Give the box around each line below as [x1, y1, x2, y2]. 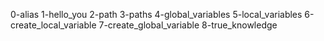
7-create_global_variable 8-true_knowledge [98, 19, 278, 31]
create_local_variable [10, 19, 97, 31]
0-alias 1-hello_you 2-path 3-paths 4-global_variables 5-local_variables [10, 9, 303, 20]
